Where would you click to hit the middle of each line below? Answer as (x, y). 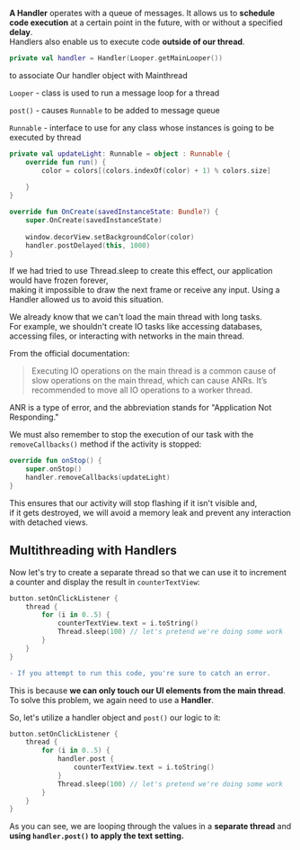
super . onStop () (54, 469)
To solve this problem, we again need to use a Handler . (111, 700)
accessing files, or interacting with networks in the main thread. (127, 336)
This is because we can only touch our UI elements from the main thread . (147, 690)
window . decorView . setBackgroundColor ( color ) (110, 237)
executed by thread (45, 137)
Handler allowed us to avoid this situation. (87, 300)
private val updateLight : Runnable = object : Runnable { (120, 154)
